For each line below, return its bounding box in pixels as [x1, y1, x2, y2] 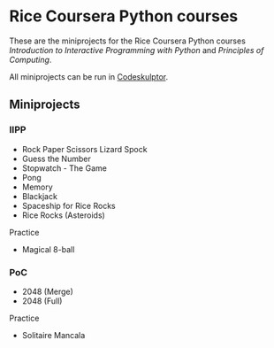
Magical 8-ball [21, 244, 75, 254]
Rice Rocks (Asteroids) [21, 210, 106, 220]
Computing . [9, 54, 52, 65]
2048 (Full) [21, 295, 63, 306]
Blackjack [21, 190, 57, 201]
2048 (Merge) [21, 286, 73, 297]
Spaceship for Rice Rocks [21, 200, 117, 211]
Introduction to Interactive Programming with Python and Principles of [9, 44, 264, 55]
